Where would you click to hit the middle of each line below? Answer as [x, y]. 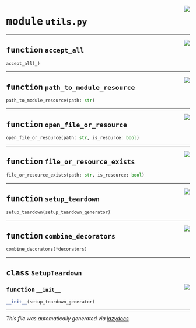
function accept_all [45, 50]
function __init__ [34, 290]
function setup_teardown [53, 199]
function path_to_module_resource [71, 87]
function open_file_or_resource [66, 125]
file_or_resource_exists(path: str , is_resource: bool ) [75, 175]
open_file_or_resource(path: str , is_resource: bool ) [73, 138]
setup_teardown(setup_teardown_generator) [58, 212]
